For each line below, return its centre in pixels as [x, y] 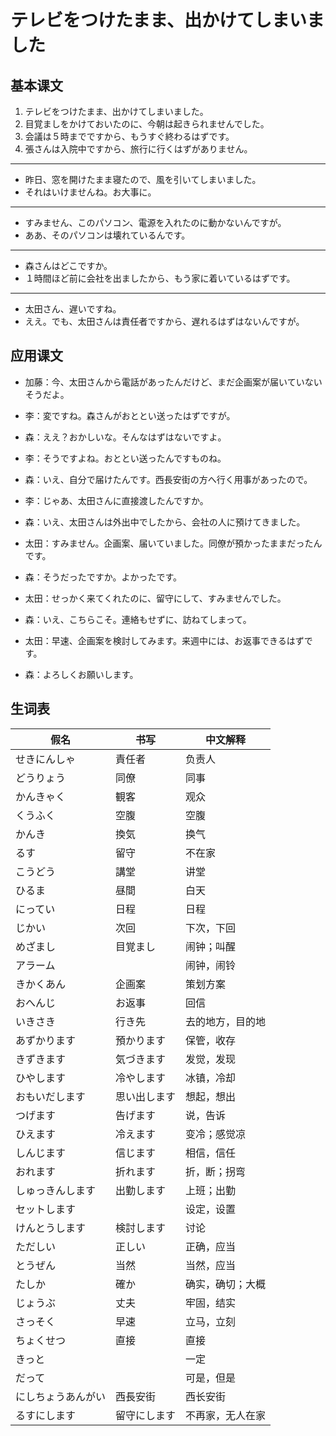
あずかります [46, 1040]
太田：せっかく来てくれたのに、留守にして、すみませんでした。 [155, 598]
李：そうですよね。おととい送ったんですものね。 [125, 458]
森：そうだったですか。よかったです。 [103, 577]
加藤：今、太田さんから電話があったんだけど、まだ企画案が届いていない [173, 382]
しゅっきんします [56, 1190]
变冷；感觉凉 [216, 1134]
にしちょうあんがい [61, 1396]
